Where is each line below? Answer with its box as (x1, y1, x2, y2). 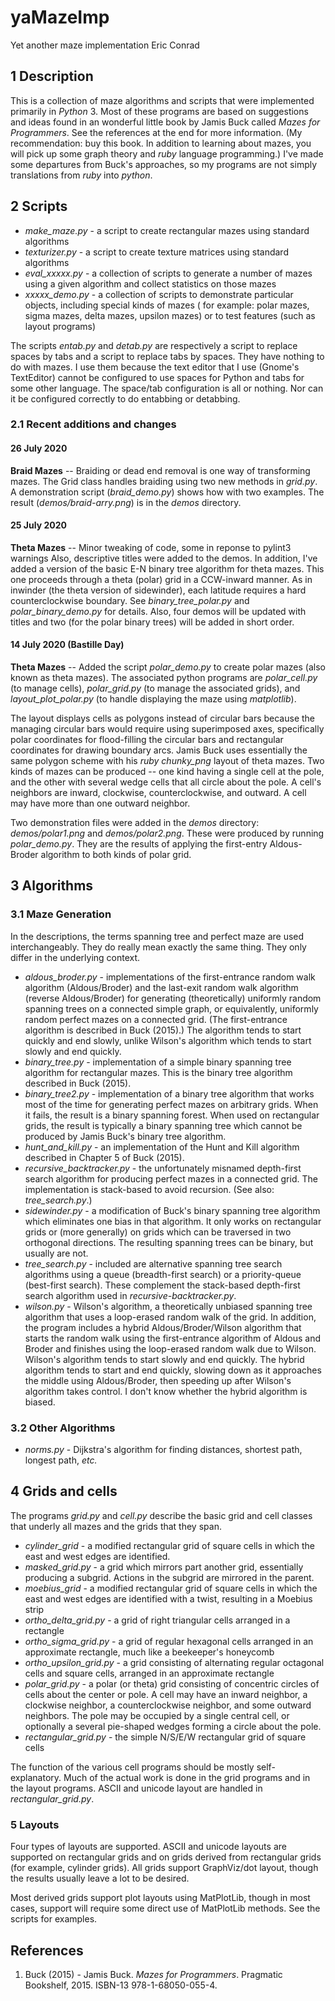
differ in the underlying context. (10, 951, 141, 963)
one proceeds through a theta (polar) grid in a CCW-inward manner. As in (10, 573, 313, 585)
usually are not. (24, 1247, 89, 1259)
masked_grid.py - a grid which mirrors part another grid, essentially (24, 1561, 304, 1573)
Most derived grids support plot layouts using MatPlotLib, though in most (10, 1892, 311, 1904)
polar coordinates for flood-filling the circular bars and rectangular (10, 734, 284, 746)
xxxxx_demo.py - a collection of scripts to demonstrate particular (24, 288, 294, 300)
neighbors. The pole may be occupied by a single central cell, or (24, 1709, 290, 1721)
